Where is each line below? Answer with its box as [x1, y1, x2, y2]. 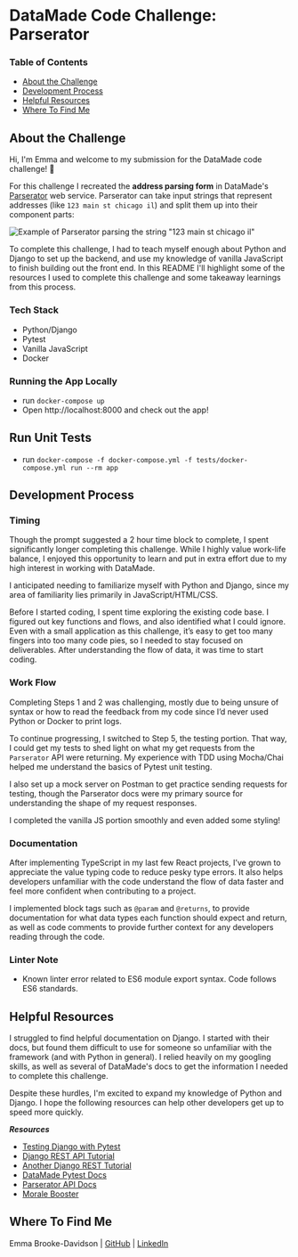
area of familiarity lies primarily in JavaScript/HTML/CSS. [9, 590, 219, 600]
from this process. [9, 282, 77, 292]
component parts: [9, 209, 75, 220]
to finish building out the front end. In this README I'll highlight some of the [9, 263, 286, 273]
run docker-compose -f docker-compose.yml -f [21, 453, 193, 464]
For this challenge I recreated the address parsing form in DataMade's [9, 181, 269, 192]
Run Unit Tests [9, 430, 92, 445]
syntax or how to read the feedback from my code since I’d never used [9, 706, 269, 717]
